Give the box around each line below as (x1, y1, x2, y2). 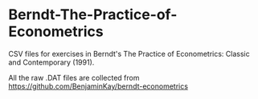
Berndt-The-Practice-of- (8, 6, 178, 24)
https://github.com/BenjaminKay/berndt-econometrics (8, 81, 189, 91)
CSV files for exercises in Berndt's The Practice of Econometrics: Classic (8, 49, 251, 58)
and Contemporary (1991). (8, 57, 95, 67)
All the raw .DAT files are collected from (8, 73, 140, 82)
